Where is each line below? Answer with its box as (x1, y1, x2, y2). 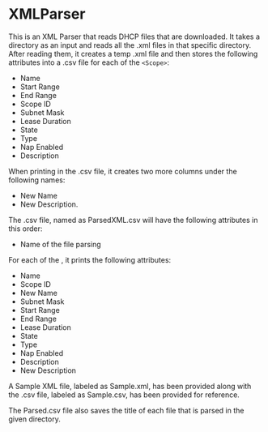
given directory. (8, 414, 61, 424)
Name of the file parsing (19, 239, 101, 249)
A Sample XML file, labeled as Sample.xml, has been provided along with (8, 381, 252, 391)
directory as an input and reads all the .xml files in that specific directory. (8, 40, 252, 49)
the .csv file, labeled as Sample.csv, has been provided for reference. (8, 390, 240, 400)
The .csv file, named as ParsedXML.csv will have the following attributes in (8, 215, 258, 225)
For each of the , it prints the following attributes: (8, 254, 172, 264)
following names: (8, 175, 66, 185)
